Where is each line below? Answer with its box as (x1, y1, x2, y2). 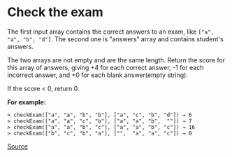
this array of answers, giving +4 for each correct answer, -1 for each (7, 63, 204, 71)
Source (7, 142, 28, 151)
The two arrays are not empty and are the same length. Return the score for (7, 55, 226, 64)
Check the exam (7, 4, 103, 20)
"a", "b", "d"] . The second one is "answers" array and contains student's (7, 34, 224, 43)
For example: (7, 97, 47, 106)
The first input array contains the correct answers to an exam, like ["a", (7, 27, 215, 36)
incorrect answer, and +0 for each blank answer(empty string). (7, 71, 189, 79)
